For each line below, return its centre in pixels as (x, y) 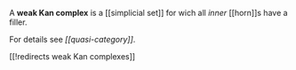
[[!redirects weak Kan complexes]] (72, 56)
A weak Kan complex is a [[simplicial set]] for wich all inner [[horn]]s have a (148, 13)
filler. (18, 22)
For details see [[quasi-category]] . (72, 39)
